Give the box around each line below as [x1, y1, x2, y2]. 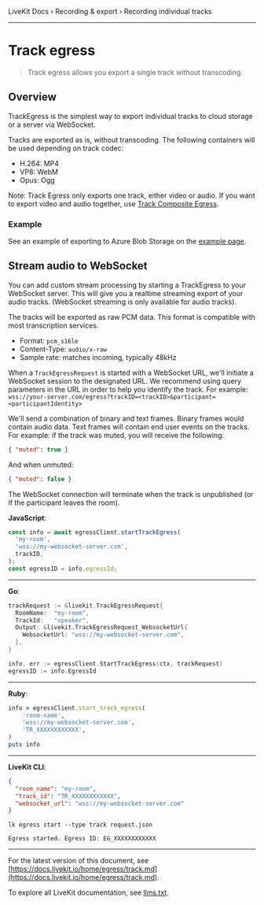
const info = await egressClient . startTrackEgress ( [8, 528, 181, 536]
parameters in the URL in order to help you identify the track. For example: [8, 384, 249, 394]
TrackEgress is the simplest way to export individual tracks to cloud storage [8, 111, 253, 121]
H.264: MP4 [19, 158, 60, 168]
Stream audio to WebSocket [8, 259, 148, 273]
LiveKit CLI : [8, 762, 46, 771]
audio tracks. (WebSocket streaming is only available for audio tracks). [8, 297, 237, 306]
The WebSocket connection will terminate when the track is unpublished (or [8, 489, 254, 499]
